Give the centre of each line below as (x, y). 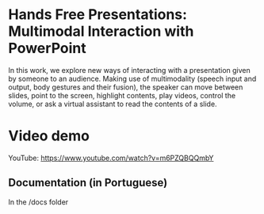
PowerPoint (47, 48)
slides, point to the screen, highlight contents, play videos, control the (122, 95)
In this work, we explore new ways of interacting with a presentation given (130, 70)
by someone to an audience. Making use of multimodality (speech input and (132, 78)
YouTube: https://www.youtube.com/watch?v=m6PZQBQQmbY (111, 158)
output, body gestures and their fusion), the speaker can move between (126, 87)
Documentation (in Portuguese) (88, 183)
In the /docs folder (38, 202)
